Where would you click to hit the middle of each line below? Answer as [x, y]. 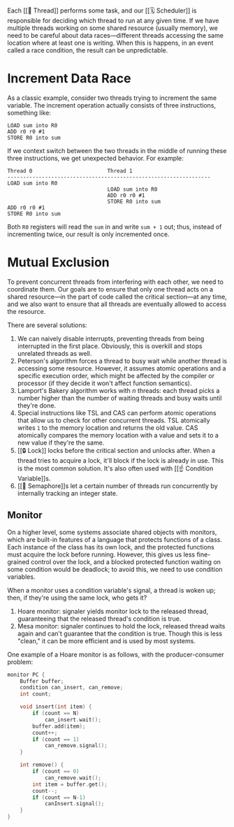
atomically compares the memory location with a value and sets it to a [118, 435]
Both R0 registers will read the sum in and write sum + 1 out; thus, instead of [115, 226]
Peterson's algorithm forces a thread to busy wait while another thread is [122, 361]
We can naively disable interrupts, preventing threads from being [111, 338]
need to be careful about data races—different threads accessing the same [115, 35]
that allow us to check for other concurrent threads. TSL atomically [114, 420]
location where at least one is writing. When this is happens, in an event [110, 43]
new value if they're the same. [61, 443]
